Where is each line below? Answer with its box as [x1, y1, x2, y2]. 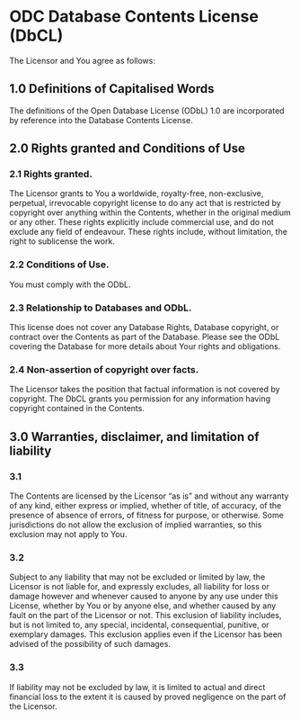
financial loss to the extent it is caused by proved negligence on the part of [9, 691, 287, 702]
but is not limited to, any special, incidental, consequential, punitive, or [9, 619, 269, 631]
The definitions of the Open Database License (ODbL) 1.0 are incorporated [9, 105, 285, 116]
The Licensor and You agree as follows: [9, 55, 155, 66]
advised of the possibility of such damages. [9, 639, 171, 650]
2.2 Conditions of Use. [9, 258, 110, 271]
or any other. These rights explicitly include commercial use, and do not [9, 217, 274, 228]
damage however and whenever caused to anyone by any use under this [9, 591, 278, 602]
